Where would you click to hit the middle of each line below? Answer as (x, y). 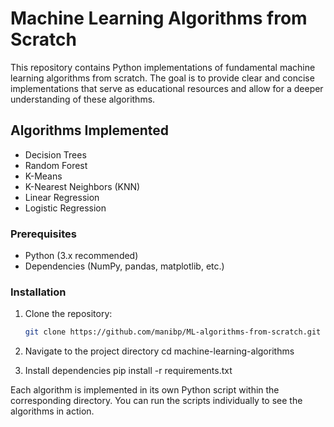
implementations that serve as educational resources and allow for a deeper (167, 88)
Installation (38, 292)
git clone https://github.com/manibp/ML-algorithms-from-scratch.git (173, 332)
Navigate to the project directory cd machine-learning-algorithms (159, 351)
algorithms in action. (52, 411)
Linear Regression (62, 197)
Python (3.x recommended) (81, 256)
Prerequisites (43, 234)
